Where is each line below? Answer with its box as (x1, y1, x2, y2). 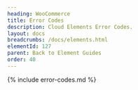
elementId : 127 (7, 43, 52, 50)
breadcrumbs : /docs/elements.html (7, 37, 109, 44)
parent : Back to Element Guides (7, 50, 102, 57)
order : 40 (7, 56, 36, 63)
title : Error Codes (7, 17, 64, 24)
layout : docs (7, 30, 46, 37)
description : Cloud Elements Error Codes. (7, 23, 133, 30)
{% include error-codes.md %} (7, 75, 97, 84)
